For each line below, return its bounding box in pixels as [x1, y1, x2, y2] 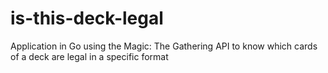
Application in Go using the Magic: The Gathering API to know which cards [10, 40, 318, 52]
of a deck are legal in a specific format [10, 50, 169, 62]
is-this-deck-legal [10, 7, 164, 30]
